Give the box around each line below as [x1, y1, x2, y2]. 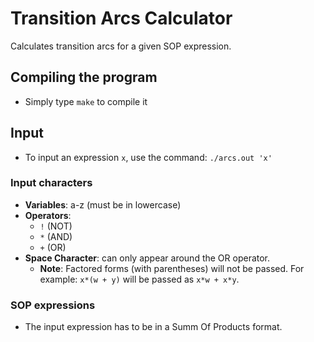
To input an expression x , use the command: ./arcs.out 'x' [24, 151, 273, 163]
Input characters [10, 176, 93, 190]
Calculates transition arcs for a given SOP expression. [10, 40, 232, 52]
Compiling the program [10, 69, 158, 86]
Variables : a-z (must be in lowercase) [24, 198, 182, 211]
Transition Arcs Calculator [10, 7, 233, 30]
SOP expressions [10, 298, 96, 312]
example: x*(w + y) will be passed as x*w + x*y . [39, 273, 240, 285]
